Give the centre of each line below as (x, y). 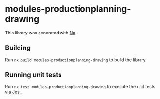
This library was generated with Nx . (41, 33)
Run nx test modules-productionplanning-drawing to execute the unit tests (80, 86)
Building (18, 48)
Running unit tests (33, 75)
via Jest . (14, 92)
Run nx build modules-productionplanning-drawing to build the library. (76, 60)
